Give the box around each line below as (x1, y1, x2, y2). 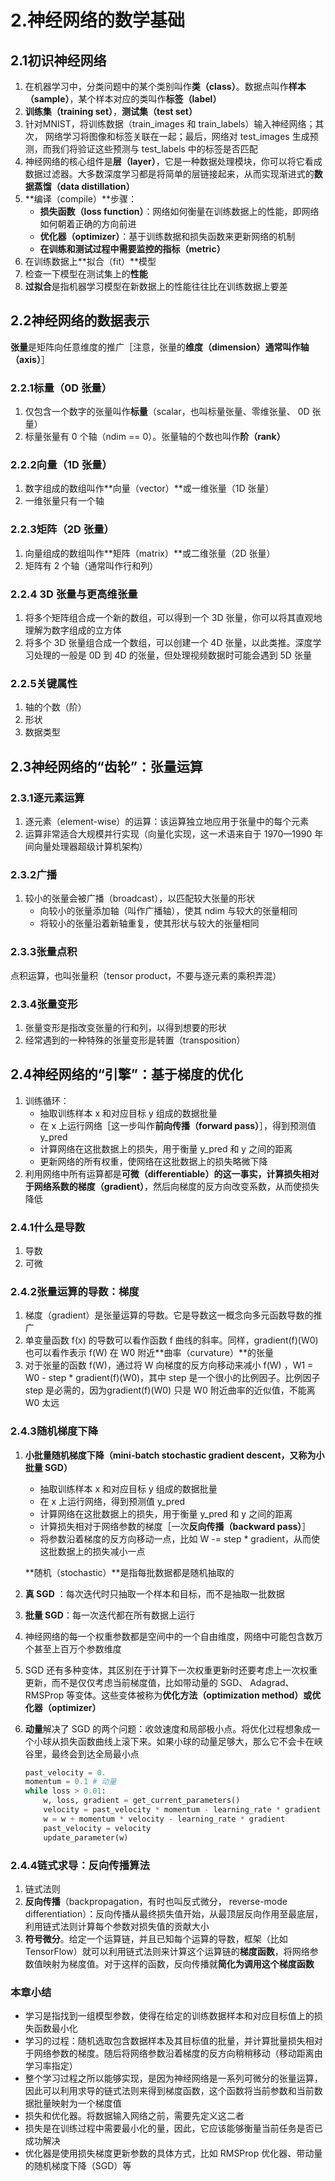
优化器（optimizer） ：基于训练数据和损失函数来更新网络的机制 (39, 231, 296, 242)
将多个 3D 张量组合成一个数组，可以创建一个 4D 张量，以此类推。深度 (24, 637, 313, 648)
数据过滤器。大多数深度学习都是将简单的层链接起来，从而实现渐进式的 (24, 168, 315, 180)
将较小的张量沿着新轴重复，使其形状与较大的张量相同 (39, 917, 260, 930)
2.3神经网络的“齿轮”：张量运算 (10, 758, 203, 775)
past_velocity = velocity (43, 1823, 152, 1833)
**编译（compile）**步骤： (24, 193, 138, 205)
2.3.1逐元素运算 (10, 791, 85, 805)
